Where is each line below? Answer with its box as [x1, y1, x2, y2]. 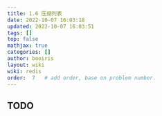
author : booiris [7, 55, 54, 62]
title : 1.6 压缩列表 [7, 10, 62, 17]
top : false [7, 36, 39, 43]
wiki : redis [7, 68, 42, 75]
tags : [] [7, 29, 33, 37]
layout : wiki [7, 61, 45, 68]
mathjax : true [7, 42, 48, 49]
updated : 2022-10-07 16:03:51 [7, 23, 95, 30]
